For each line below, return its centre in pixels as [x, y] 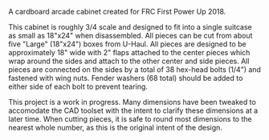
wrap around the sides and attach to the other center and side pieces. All [129, 61]
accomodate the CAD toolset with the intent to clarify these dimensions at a [133, 110]
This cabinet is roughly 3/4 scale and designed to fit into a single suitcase [130, 27]
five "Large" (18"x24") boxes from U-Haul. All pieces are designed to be [127, 44]
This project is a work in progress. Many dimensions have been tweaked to [132, 102]
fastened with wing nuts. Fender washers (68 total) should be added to [126, 78]
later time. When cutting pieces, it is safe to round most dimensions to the [130, 119]
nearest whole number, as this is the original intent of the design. [116, 128]
